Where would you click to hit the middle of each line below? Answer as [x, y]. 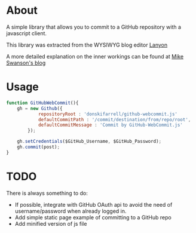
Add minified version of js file [51, 223]
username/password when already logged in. [71, 211]
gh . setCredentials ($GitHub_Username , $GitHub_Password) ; [89, 142]
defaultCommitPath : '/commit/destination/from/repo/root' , [114, 119]
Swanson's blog [26, 63]
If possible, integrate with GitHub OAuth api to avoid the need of [94, 204]
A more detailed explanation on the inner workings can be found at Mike [95, 56]
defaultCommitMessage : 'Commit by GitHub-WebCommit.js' [111, 125]
